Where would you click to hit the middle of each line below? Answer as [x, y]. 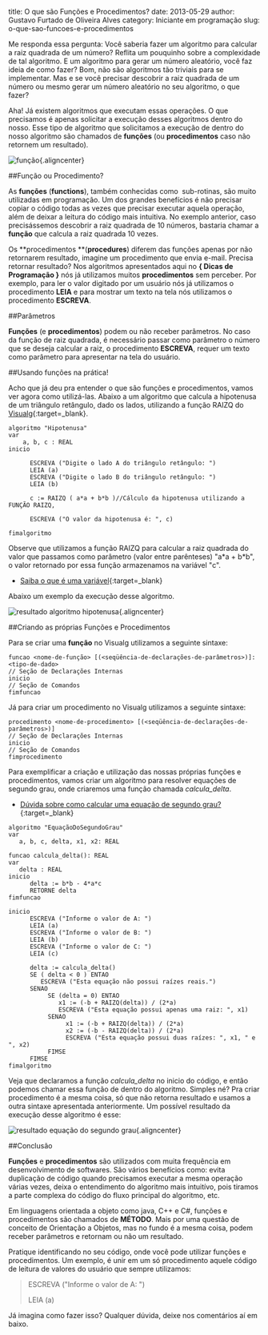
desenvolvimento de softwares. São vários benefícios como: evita [117, 1170]
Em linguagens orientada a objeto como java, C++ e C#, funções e [118, 1211]
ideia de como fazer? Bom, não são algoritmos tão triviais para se [116, 70]
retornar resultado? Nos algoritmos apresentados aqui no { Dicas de [121, 266]
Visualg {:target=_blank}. [48, 413]
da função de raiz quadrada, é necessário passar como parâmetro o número [134, 340]
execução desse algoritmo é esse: [65, 1115]
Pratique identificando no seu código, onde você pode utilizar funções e [127, 1252]
